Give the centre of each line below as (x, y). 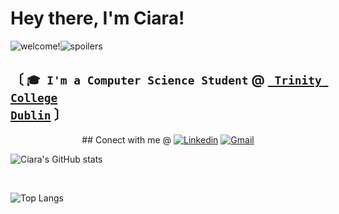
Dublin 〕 (39, 115)
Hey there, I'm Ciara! (97, 18)
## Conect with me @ (126, 139)
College (34, 98)
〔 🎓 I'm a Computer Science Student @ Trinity (166, 80)
